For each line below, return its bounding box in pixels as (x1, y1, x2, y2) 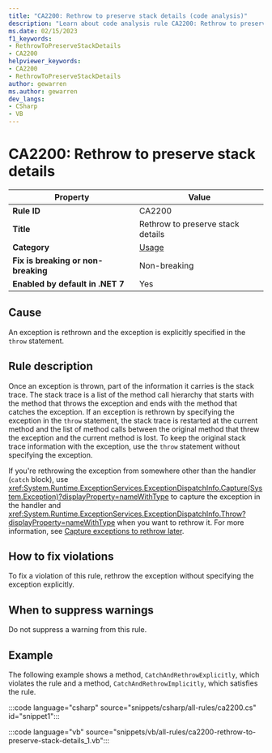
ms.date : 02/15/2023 (8, 27, 79, 35)
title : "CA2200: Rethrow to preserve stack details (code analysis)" (8, 11, 249, 20)
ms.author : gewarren (8, 87, 79, 96)
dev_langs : (8, 95, 45, 103)
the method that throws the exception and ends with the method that (8, 398, 237, 408)
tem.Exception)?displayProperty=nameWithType (8, 492, 169, 501)
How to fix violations (8, 549, 114, 563)
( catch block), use (8, 474, 69, 484)
